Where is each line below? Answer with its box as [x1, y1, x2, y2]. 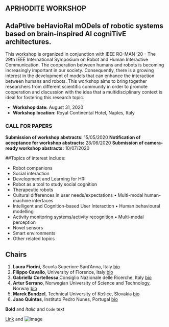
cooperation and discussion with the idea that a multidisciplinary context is [5, 89, 162, 95]
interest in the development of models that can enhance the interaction [5, 73, 155, 79]
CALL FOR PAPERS [5, 123, 53, 130]
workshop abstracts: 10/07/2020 [18, 145, 90, 151]
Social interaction [12, 170, 50, 176]
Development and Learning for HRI [12, 176, 86, 182]
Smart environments [12, 230, 56, 236]
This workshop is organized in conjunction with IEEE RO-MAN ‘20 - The [5, 51, 156, 57]
